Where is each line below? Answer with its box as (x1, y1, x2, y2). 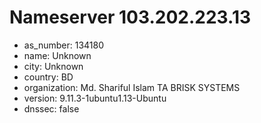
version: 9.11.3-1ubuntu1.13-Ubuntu (23, 92, 167, 104)
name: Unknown (23, 49, 92, 61)
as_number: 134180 (23, 39, 104, 51)
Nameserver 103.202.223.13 (9, 6, 252, 29)
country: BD (23, 71, 74, 83)
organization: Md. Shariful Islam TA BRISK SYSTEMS (23, 81, 241, 93)
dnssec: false (23, 102, 80, 115)
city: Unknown (23, 60, 84, 72)
